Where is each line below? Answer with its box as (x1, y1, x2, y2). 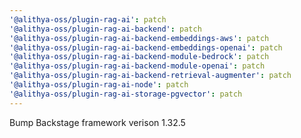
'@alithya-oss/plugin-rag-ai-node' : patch (9, 80, 189, 90)
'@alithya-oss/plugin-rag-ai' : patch (9, 14, 167, 25)
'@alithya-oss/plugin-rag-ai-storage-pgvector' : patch (9, 89, 243, 99)
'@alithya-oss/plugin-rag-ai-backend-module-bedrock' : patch (9, 52, 270, 62)
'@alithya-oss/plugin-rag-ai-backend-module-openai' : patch (9, 61, 266, 71)
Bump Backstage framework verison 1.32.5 (9, 116, 186, 128)
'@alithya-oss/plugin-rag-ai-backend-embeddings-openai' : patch (9, 42, 283, 53)
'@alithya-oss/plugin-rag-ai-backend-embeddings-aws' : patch (9, 33, 270, 43)
